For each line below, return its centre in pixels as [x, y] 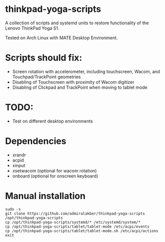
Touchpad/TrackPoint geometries [46, 77]
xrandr [19, 155]
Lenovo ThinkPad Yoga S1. [32, 28]
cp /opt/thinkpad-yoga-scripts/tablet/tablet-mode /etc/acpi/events [77, 227]
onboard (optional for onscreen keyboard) [55, 176]
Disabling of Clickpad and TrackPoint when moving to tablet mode [80, 87]
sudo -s [13, 209]
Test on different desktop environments [53, 121]
